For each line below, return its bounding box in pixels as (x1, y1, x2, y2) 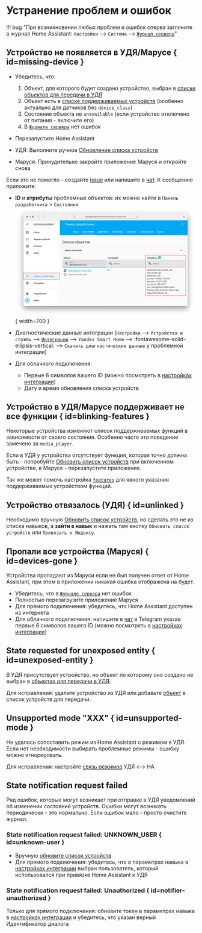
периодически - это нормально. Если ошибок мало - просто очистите (6, 809, 188, 817)
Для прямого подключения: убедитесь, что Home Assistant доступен (14, 602, 193, 609)
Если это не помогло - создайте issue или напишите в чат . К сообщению (6, 176, 194, 183)
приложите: (6, 182, 37, 190)
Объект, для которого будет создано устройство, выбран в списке (23, 84, 196, 92)
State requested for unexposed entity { (6, 646, 155, 656)
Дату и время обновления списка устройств (23, 384, 139, 392)
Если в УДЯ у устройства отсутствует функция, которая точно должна (6, 451, 188, 459)
